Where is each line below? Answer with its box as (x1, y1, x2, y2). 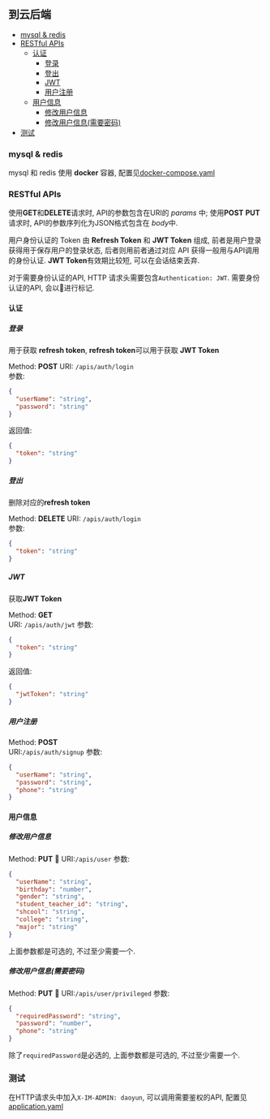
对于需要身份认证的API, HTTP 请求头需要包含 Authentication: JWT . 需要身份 (8, 273, 260, 282)
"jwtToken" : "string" (15, 691, 89, 699)
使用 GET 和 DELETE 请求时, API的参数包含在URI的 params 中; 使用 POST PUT (8, 208, 261, 217)
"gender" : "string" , (15, 893, 85, 901)
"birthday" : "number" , (15, 885, 92, 893)
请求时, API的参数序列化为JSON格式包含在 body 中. (8, 218, 178, 228)
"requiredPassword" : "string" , (15, 1012, 122, 1020)
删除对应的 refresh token (8, 497, 91, 507)
